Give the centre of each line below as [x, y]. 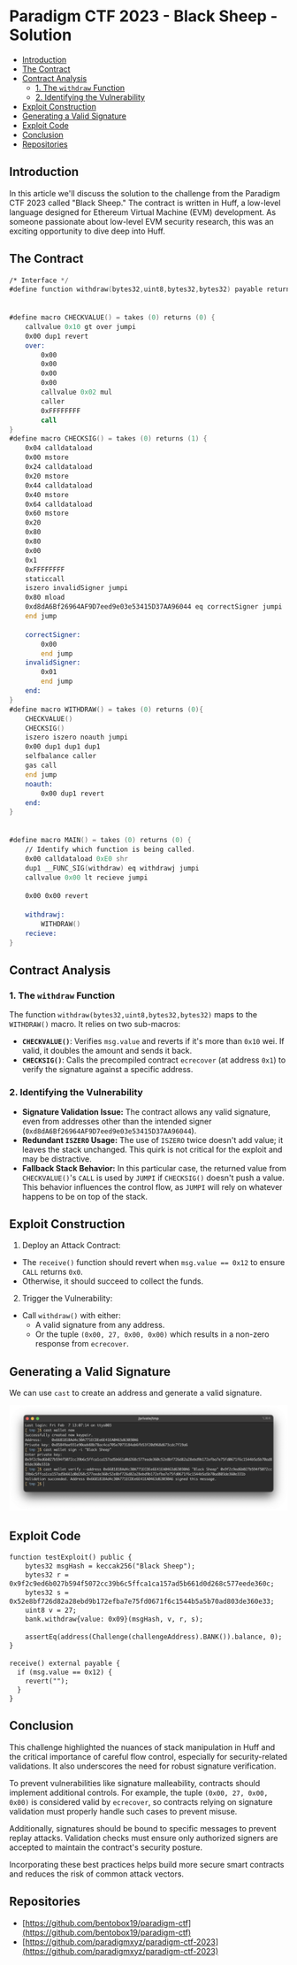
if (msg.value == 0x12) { [65, 1672]
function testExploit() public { [71, 1557]
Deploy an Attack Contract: [71, 1246]
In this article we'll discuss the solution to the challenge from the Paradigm [145, 193]
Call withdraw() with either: [71, 1316]
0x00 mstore [47, 457]
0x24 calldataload [59, 467]
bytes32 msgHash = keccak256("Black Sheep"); [110, 1566]
